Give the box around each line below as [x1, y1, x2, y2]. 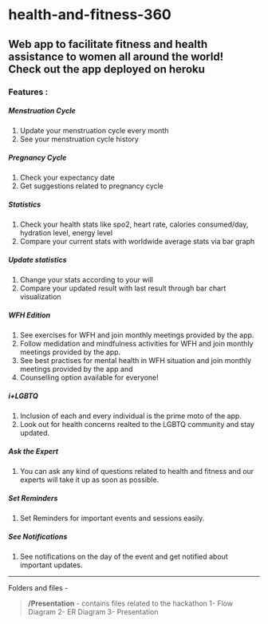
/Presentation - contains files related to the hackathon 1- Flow [27, 598, 234, 608]
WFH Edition [8, 310, 50, 320]
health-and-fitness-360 [8, 6, 171, 24]
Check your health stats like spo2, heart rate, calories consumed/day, [19, 219, 249, 229]
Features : [8, 86, 49, 97]
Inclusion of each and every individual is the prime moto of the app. [19, 411, 242, 421]
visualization [19, 292, 61, 302]
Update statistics [8, 255, 67, 264]
